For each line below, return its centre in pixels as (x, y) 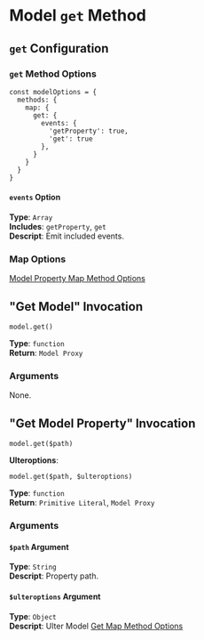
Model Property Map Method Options (78, 279)
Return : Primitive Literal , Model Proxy (82, 503)
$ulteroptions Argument (55, 596)
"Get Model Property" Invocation (102, 423)
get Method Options (53, 74)
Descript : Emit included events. (67, 236)
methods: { (37, 100)
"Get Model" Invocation (76, 307)
